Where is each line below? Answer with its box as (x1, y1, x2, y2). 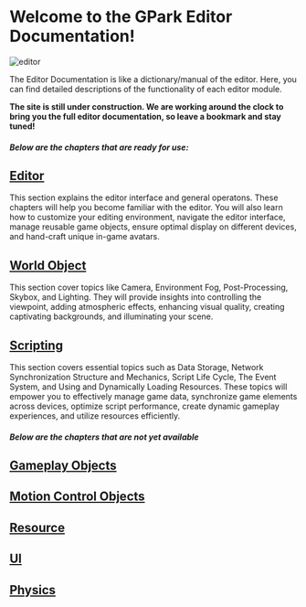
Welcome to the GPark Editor (9, 6, 233, 27)
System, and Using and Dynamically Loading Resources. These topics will (9, 381, 288, 392)
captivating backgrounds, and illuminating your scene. (9, 311, 214, 322)
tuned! (9, 121, 36, 132)
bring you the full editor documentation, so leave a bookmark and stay (9, 111, 281, 122)
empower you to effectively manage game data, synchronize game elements (9, 390, 298, 401)
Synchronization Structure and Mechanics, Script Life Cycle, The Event (9, 371, 277, 382)
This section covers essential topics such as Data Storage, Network (9, 361, 264, 372)
